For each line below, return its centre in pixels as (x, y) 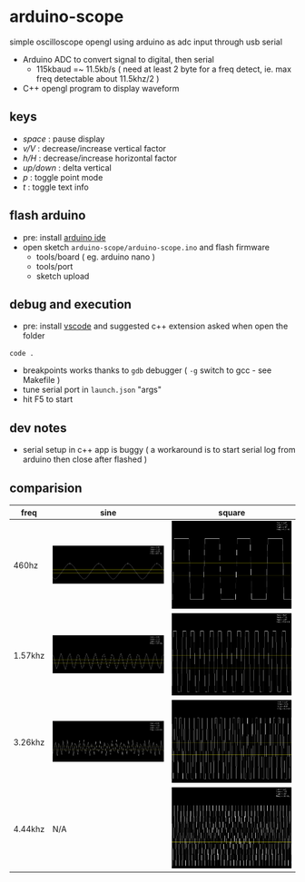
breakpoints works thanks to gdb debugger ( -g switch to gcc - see (147, 370)
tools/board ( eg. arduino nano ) (96, 257)
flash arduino (48, 216)
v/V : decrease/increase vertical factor (94, 148)
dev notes (38, 428)
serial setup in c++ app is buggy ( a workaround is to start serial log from (159, 450)
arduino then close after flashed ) (85, 459)
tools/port (54, 266)
